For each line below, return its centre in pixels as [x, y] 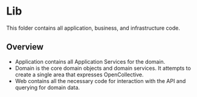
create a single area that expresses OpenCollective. [79, 75]
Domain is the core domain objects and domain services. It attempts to [103, 68]
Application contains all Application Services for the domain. [90, 61]
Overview [25, 47]
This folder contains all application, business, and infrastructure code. [93, 28]
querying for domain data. [47, 87]
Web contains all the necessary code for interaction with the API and [100, 81]
